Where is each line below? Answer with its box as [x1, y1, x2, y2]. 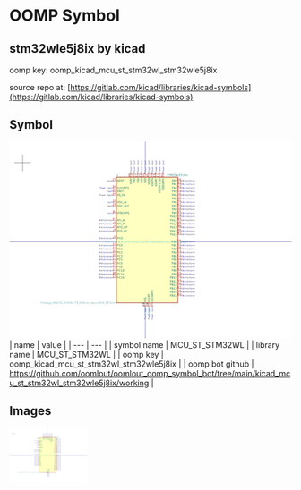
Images [9, 403, 52, 418]
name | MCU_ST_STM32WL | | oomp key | [9, 349, 164, 359]
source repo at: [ [9, 82, 71, 92]
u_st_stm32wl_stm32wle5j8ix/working [9, 377, 150, 388]
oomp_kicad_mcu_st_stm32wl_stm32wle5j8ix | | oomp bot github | [9, 359, 254, 369]
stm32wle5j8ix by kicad [9, 41, 146, 56]
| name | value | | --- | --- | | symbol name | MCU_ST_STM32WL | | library [9, 339, 280, 350]
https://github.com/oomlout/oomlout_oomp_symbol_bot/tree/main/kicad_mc [9, 367, 291, 378]
